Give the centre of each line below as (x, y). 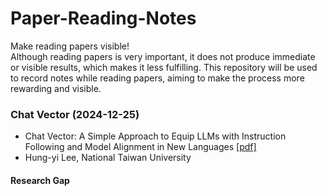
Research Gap (40, 180)
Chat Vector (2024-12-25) (75, 114)
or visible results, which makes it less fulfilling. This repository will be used (164, 67)
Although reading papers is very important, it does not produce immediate (163, 56)
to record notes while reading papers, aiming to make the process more (157, 78)
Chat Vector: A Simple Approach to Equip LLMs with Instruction (155, 136)
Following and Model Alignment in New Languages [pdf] (140, 147)
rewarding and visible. (56, 88)
